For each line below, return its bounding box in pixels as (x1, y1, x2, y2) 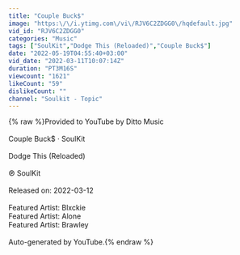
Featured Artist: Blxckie (8, 203, 86, 213)
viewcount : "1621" (8, 72, 70, 80)
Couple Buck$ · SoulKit (8, 134, 86, 144)
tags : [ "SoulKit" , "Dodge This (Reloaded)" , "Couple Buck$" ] (8, 42, 212, 50)
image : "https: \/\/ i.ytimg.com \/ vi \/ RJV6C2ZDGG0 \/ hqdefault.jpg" (8, 19, 233, 28)
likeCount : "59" (8, 79, 63, 87)
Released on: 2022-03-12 (8, 185, 95, 195)
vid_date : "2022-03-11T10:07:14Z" (8, 57, 125, 66)
